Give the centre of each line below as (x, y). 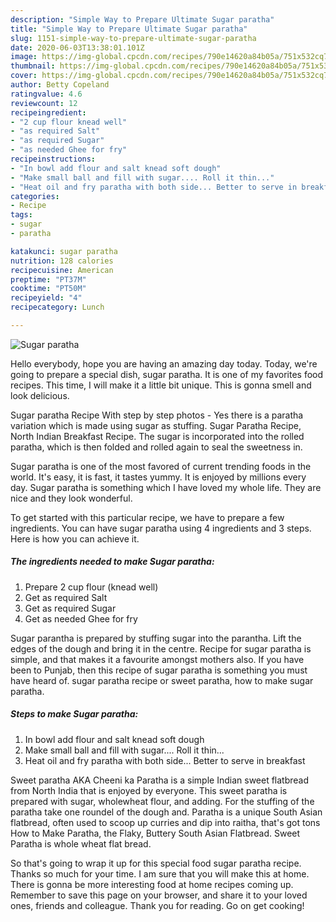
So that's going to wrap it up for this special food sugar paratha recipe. (156, 863)
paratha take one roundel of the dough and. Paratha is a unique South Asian (166, 812)
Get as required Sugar (70, 608)
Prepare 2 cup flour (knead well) (91, 587)
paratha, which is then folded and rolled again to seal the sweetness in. (156, 447)
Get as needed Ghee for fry (81, 618)
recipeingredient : (48, 112)
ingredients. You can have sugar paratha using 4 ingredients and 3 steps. (161, 528)
